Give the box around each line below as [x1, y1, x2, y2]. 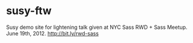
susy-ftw [6, 4, 52, 18]
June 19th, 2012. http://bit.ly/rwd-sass [6, 29, 99, 37]
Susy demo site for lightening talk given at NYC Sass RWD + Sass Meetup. [6, 24, 188, 31]
